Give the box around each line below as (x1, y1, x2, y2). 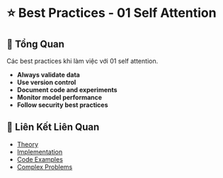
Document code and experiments (16, 86, 118, 94)
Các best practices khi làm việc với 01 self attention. (6, 57, 159, 65)
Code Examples (16, 155, 63, 163)
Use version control (16, 78, 76, 87)
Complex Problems (16, 162, 73, 171)
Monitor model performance (16, 93, 103, 101)
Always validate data (16, 71, 81, 79)
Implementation (16, 148, 63, 156)
